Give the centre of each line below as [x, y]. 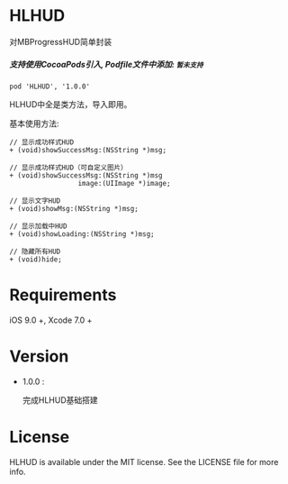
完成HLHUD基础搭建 [60, 400]
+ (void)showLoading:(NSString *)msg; [82, 234]
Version [39, 356]
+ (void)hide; [36, 259]
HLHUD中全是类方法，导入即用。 [71, 104]
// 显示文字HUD [35, 201]
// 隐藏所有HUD [35, 251]
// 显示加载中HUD [38, 226]
